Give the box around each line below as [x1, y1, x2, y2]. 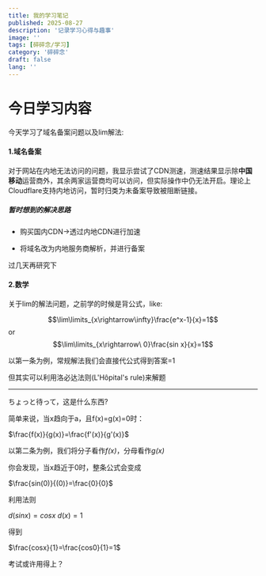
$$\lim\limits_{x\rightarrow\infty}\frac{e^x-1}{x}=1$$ [47, 315, 219, 324]
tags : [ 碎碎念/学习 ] [8, 41, 70, 49]
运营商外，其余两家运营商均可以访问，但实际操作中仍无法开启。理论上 [22, 176, 251, 185]
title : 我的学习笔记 [8, 11, 69, 20]
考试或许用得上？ [8, 559, 64, 569]
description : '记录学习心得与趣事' [8, 26, 115, 34]
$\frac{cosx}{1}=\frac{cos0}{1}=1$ [8, 543, 121, 552]
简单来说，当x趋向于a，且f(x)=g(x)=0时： [8, 414, 145, 423]
